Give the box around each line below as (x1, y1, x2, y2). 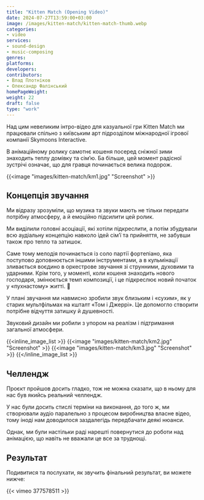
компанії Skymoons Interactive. (6, 136, 87, 143)
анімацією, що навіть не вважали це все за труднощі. (6, 435, 147, 442)
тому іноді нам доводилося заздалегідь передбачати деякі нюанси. (6, 417, 184, 424)
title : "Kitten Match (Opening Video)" (6, 9, 109, 15)
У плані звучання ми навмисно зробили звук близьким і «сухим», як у (6, 294, 191, 302)
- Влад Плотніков (6, 77, 51, 83)
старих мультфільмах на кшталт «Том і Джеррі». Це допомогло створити (6, 301, 198, 309)
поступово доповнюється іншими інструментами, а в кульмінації (6, 256, 178, 264)
